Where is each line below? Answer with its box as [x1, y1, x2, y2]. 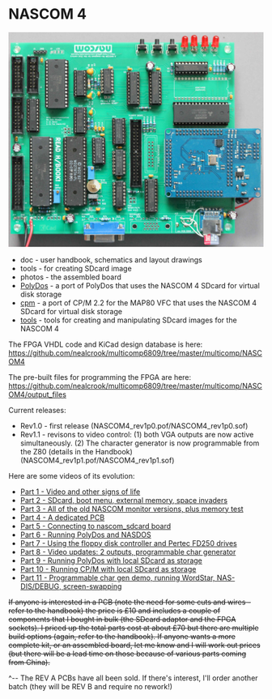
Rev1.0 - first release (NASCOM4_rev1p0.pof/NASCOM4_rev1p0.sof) [19, 420, 249, 430]
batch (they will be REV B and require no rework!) [8, 681, 172, 691]
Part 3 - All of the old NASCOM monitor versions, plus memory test [19, 504, 244, 514]
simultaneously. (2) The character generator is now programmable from [19, 438, 260, 448]
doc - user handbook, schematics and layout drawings [19, 254, 202, 264]
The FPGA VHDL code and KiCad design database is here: [8, 339, 203, 349]
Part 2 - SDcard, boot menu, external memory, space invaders [19, 495, 228, 505]
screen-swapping [63, 581, 122, 591]
